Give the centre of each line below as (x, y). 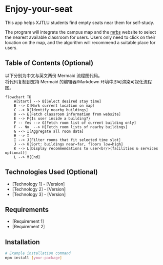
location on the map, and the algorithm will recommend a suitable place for (80, 42)
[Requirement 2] (29, 227)
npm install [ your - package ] (34, 258)
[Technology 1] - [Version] (38, 184)
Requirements (27, 209)
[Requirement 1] (28, 221)
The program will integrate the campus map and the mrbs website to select (81, 32)
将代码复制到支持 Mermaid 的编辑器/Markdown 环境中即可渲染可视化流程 (79, 81)
